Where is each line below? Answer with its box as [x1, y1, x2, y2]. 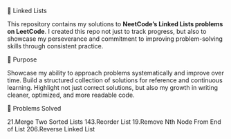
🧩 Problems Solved [7, 104, 62, 112]
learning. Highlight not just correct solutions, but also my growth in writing [7, 84, 219, 91]
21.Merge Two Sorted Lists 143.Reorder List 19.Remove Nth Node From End [7, 118, 221, 126]
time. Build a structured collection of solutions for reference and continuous [7, 76, 223, 84]
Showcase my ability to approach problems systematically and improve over [7, 69, 225, 77]
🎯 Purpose [7, 55, 37, 64]
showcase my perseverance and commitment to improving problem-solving [7, 35, 223, 43]
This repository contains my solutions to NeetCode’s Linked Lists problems [7, 20, 223, 28]
